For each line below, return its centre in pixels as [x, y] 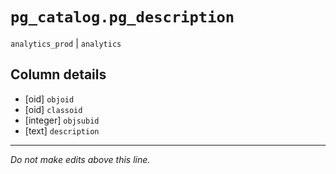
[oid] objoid [49, 99]
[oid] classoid [53, 109]
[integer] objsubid [62, 120]
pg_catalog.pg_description [122, 17]
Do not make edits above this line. [80, 159]
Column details [58, 74]
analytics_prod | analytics [66, 43]
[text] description [62, 130]
